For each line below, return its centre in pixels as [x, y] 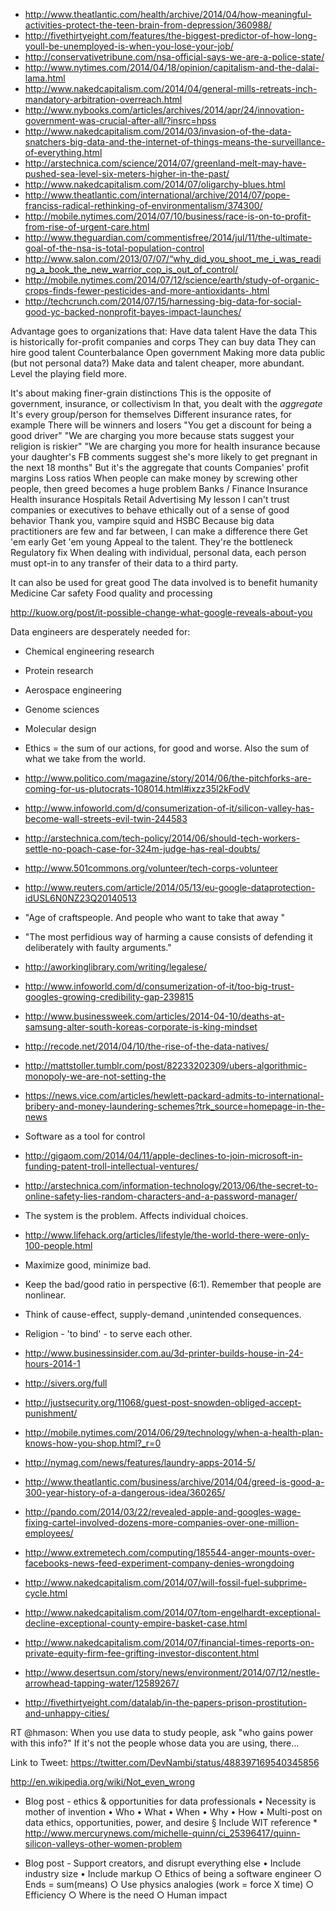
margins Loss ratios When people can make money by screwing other [154, 478]
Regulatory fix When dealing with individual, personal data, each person [158, 552]
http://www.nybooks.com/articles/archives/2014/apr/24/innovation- [164, 110]
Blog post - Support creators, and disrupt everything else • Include [163, 1863]
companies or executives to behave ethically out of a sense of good [150, 510]
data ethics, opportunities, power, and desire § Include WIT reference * [171, 1822]
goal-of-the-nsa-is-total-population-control [114, 248]
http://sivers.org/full [66, 1383]
